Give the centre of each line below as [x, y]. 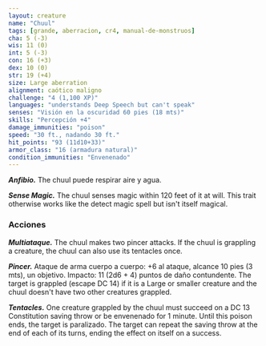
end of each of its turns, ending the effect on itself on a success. [115, 332]
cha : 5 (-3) [28, 38]
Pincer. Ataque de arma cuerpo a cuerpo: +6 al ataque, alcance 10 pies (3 [131, 266]
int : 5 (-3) [28, 53]
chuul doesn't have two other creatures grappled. [90, 292]
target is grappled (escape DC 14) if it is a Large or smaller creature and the [133, 283]
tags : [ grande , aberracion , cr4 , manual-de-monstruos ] [102, 30]
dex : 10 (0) [28, 68]
